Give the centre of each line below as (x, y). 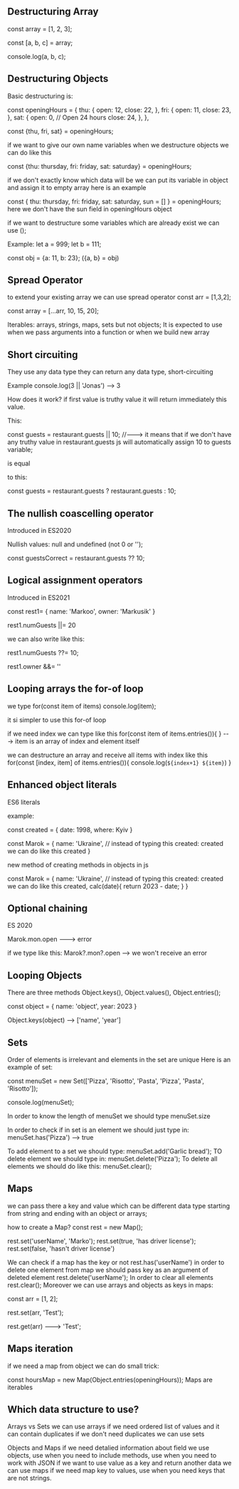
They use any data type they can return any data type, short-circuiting (110, 372)
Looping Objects (45, 975)
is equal (19, 463)
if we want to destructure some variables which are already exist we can (113, 223)
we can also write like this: (46, 639)
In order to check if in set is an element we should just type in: (99, 1130)
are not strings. (30, 1478)
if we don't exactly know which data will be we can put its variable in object (118, 180)
